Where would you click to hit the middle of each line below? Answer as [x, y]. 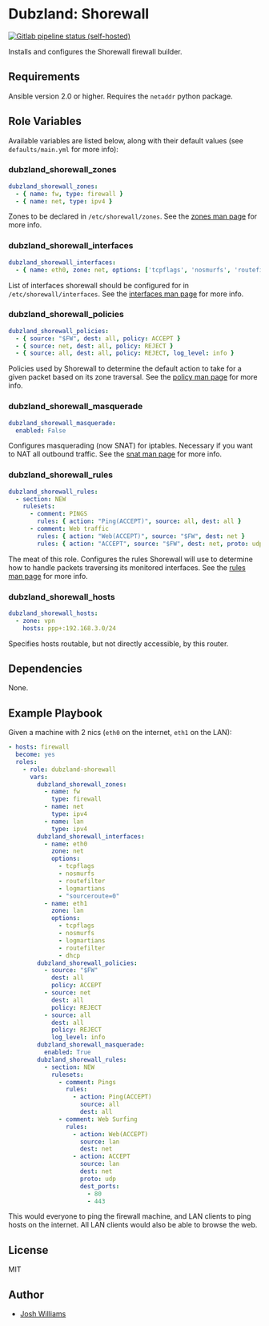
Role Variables [45, 121]
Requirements [44, 77]
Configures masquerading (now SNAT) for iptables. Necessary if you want [131, 446]
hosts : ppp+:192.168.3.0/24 [69, 628]
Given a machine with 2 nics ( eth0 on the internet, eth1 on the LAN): [120, 733]
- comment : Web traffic [69, 529]
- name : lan [64, 822]
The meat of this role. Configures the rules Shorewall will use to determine [131, 559]
